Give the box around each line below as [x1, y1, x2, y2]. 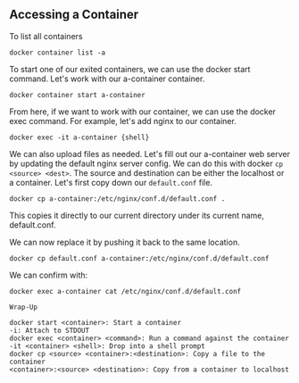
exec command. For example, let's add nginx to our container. [9, 115, 237, 126]
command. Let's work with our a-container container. [9, 73, 205, 84]
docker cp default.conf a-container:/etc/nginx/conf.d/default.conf [9, 254, 270, 262]
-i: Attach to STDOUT [9, 326, 90, 335]
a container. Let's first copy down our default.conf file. [9, 177, 212, 187]
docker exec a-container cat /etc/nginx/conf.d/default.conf [9, 287, 242, 296]
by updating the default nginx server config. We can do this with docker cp [9, 158, 284, 169]
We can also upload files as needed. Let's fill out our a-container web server [9, 148, 291, 159]
